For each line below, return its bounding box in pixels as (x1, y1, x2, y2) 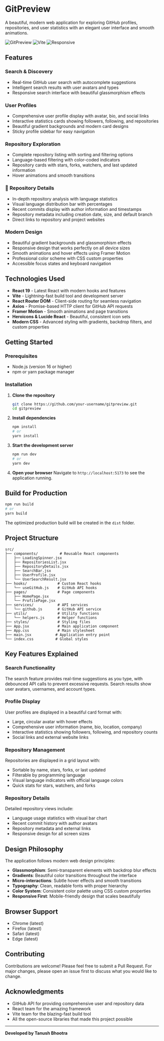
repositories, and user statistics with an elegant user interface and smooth (5, 24, 155, 30)
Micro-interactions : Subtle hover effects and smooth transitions (12, 878, 142, 884)
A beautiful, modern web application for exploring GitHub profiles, (5, 20, 138, 25)
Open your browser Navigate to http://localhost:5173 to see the (12, 469, 145, 475)
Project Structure (5, 534, 59, 542)
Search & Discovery (5, 68, 53, 75)
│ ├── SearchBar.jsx (5, 568, 51, 573)
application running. (12, 475, 53, 481)
